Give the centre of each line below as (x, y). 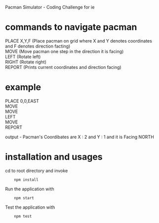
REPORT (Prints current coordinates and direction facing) (63, 67)
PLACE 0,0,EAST (22, 101)
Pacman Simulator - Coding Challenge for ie (50, 7)
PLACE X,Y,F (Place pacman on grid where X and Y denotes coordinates (79, 41)
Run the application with (30, 189)
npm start (24, 198)
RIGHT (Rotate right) (26, 62)
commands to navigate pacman (71, 27)
